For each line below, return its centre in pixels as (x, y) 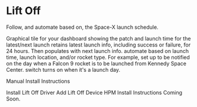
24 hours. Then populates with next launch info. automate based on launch (98, 51)
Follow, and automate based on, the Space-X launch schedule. (82, 27)
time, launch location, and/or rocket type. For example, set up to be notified (98, 57)
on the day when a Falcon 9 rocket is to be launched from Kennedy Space (96, 63)
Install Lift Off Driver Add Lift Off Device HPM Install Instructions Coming (94, 92)
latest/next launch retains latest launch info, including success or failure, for (98, 45)
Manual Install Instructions (38, 81)
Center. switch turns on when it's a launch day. (63, 69)
